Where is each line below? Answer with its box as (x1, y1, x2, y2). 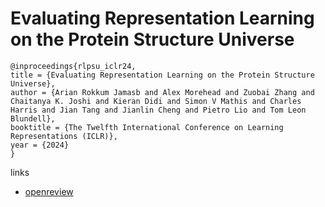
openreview (24, 185, 74, 197)
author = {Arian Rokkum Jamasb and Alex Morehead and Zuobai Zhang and (10, 87, 315, 97)
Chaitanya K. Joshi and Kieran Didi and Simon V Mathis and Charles (10, 96, 302, 106)
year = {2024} (10, 140, 70, 150)
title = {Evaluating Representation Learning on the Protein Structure (10, 70, 315, 80)
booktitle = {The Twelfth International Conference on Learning (10, 122, 284, 132)
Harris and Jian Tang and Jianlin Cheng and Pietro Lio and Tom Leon (10, 105, 307, 115)
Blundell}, (10, 113, 56, 124)
